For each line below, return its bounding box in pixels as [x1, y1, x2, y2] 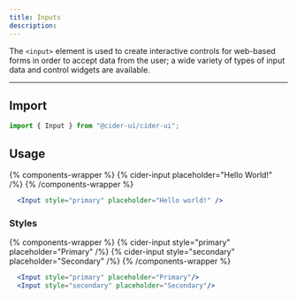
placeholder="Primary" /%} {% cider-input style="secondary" [9, 247, 236, 257]
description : [9, 21, 57, 30]
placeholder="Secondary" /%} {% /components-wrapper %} [9, 256, 232, 266]
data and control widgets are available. [9, 64, 150, 75]
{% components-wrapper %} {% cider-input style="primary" [9, 237, 231, 248]
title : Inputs [9, 12, 62, 22]
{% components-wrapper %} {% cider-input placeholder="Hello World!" [9, 170, 272, 180]
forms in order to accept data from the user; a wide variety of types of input [9, 55, 286, 65]
